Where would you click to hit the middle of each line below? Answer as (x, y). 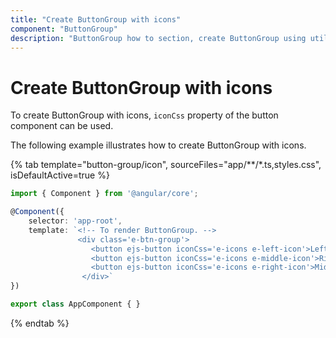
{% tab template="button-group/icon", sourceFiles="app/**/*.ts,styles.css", (166, 165)
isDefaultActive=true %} (60, 175)
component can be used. (62, 126)
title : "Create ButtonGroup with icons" (96, 19)
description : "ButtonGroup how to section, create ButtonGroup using (158, 38)
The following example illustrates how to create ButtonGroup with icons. (158, 145)
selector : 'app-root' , (75, 221)
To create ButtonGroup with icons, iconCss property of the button (144, 115)
